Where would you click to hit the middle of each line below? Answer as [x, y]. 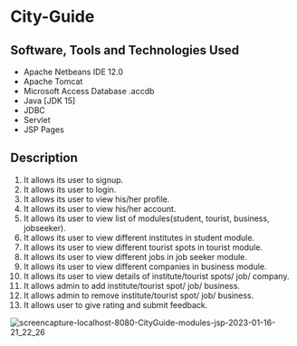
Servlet [37, 120]
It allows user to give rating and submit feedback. [115, 304]
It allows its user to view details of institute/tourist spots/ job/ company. [156, 276]
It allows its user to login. [70, 189]
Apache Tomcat [53, 82]
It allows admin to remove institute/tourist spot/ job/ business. [139, 295]
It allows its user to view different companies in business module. [145, 266]
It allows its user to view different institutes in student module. [139, 237]
